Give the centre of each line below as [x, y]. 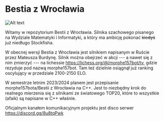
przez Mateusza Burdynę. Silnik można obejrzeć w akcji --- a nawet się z [79, 57]
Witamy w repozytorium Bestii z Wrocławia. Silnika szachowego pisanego [80, 32]
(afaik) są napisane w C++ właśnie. [41, 98]
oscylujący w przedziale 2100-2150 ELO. [46, 73]
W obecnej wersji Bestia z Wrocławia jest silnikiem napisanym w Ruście [77, 52]
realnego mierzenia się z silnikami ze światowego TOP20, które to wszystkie [82, 93]
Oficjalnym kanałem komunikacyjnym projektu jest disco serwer [69, 108]
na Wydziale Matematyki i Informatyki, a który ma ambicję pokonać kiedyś [80, 37]
